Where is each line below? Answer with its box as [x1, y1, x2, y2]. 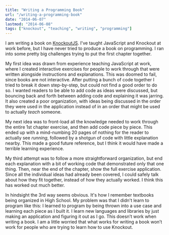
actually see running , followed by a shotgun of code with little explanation [5, 135, 158, 141]
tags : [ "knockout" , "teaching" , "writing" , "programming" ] [5, 26, 132, 31]
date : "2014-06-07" [5, 17, 46, 22]
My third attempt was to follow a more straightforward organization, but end [5, 155, 163, 162]
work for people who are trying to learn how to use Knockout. [5, 224, 133, 230]
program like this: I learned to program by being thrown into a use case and [5, 203, 162, 209]
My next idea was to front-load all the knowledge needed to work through [5, 119, 159, 125]
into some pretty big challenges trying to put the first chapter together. [5, 51, 152, 57]
